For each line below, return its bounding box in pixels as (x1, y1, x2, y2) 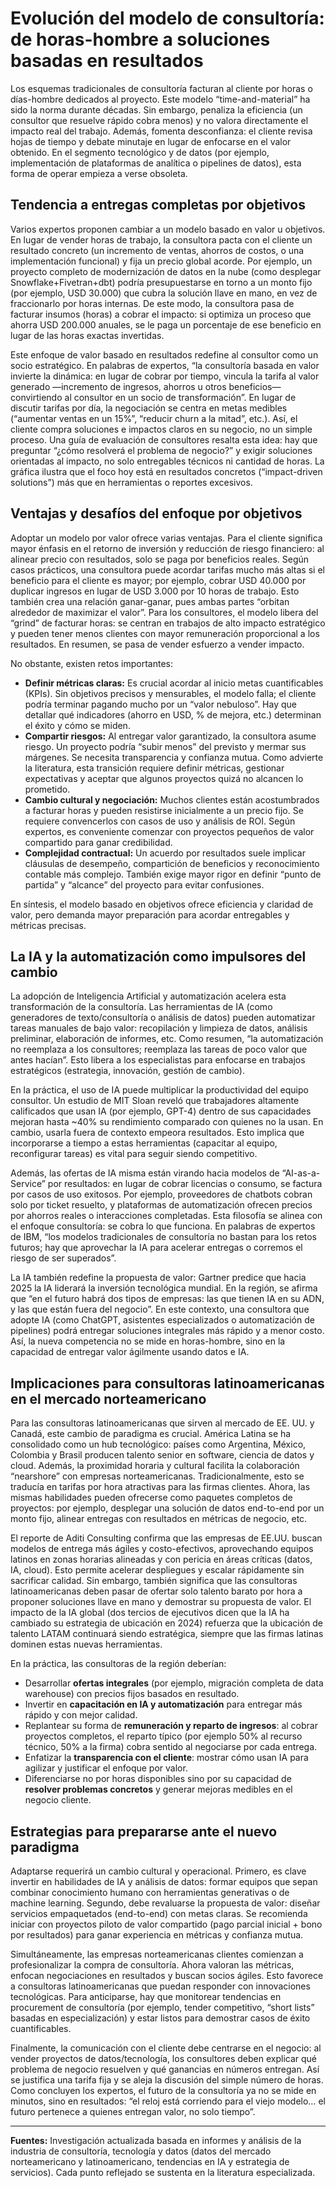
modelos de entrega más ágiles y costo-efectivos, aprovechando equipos (10, 1543, 314, 1555)
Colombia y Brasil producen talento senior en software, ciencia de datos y (10, 1449, 315, 1461)
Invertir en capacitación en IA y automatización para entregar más (24, 1698, 303, 1711)
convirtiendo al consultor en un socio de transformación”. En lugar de (10, 391, 297, 403)
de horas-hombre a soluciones (10, 28, 271, 51)
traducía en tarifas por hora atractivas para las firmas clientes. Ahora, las (10, 1481, 311, 1493)
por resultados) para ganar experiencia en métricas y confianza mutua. (10, 1929, 304, 1941)
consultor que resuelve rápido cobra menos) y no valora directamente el (10, 114, 309, 126)
